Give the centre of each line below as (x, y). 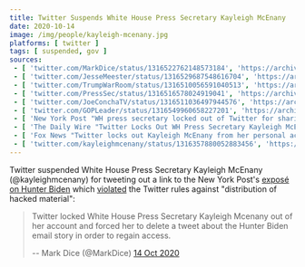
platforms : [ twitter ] (54, 43)
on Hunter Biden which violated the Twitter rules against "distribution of (143, 189)
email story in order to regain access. (101, 235)
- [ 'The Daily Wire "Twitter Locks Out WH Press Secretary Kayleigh (148, 128)
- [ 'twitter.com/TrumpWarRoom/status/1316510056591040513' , (131, 85)
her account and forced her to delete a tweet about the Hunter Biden (160, 225)
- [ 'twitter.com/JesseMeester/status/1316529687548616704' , (131, 77)
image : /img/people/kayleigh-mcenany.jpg (89, 34)
